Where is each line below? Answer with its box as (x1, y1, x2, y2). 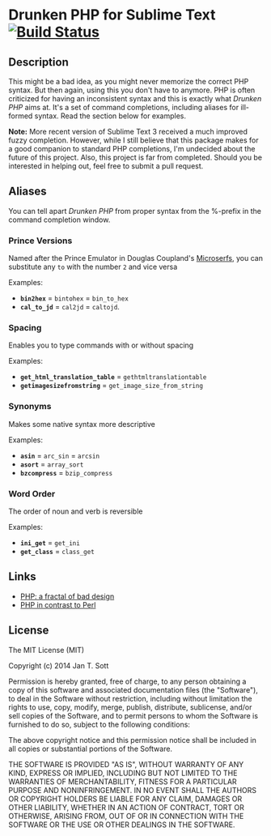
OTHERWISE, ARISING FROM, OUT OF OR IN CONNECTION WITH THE (8, 811, 244, 821)
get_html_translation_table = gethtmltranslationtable (19, 372, 207, 382)
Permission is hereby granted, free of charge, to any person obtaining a (8, 676, 247, 686)
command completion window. (8, 215, 111, 224)
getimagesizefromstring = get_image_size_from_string (19, 381, 204, 390)
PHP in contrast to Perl (19, 599, 96, 609)
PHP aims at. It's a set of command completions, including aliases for (8, 103, 239, 112)
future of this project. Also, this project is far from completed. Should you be (8, 152, 263, 162)
